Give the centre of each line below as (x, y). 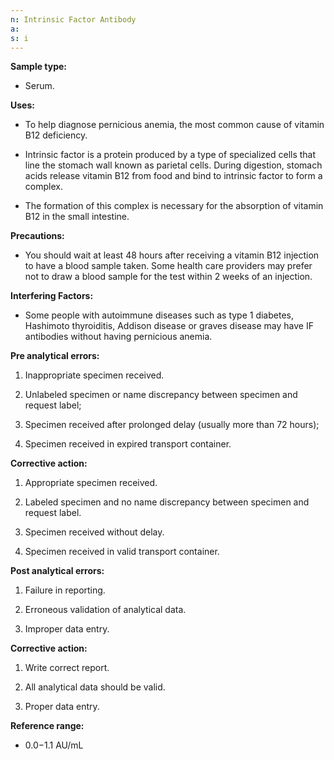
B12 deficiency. (56, 135)
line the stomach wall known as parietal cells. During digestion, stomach (173, 165)
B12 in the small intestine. (77, 217)
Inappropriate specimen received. (94, 375)
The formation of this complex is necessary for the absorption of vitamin (174, 206)
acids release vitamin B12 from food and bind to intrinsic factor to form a (173, 176)
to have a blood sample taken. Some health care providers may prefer (168, 266)
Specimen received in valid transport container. (122, 552)
